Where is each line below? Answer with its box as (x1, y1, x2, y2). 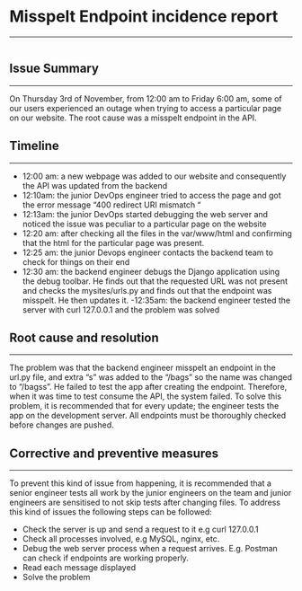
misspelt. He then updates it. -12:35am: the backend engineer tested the (22, 295, 290, 305)
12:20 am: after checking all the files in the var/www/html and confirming (22, 227, 292, 239)
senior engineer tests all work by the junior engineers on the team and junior (9, 488, 292, 498)
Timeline (9, 138, 60, 154)
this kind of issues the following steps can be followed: (9, 507, 213, 517)
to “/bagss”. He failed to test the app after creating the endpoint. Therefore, (9, 382, 288, 393)
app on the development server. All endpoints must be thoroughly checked (9, 410, 286, 421)
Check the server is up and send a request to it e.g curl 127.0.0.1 (22, 524, 259, 535)
